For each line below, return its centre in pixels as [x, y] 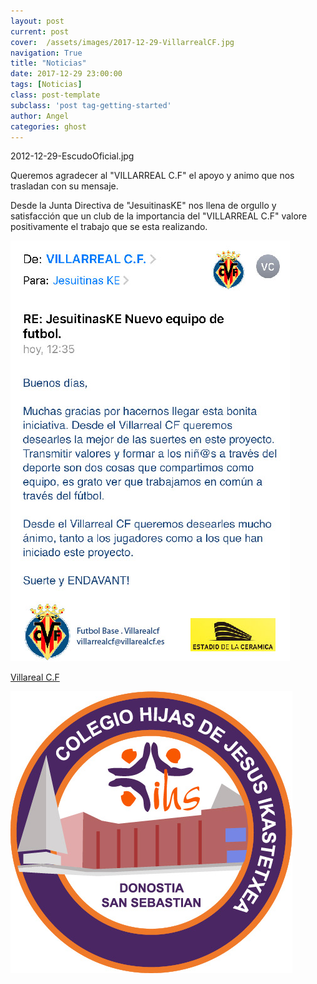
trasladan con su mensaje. [64, 186]
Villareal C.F [35, 677]
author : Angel [40, 116]
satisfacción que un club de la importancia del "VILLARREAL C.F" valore [159, 216]
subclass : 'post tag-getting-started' [91, 105]
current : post [40, 31]
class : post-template [55, 95]
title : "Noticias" [48, 63]
